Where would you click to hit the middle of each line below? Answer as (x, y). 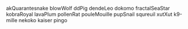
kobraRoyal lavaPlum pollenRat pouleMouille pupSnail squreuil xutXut (89, 14)
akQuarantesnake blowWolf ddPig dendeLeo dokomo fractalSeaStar (88, 8)
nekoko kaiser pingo (43, 20)
